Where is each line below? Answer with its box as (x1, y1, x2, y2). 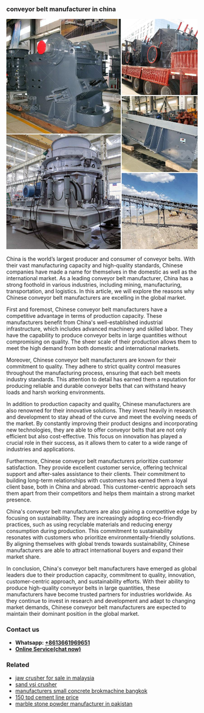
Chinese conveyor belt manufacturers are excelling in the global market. (6, 294, 186, 301)
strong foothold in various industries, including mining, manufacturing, (6, 281, 182, 288)
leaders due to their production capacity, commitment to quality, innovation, (6, 571, 196, 579)
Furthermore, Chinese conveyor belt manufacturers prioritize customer (6, 457, 184, 464)
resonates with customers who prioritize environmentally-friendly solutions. (6, 534, 195, 541)
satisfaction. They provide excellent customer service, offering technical (6, 464, 187, 471)
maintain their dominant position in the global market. (6, 610, 140, 617)
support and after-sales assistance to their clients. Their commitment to (6, 470, 186, 477)
